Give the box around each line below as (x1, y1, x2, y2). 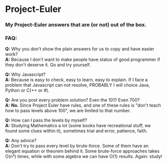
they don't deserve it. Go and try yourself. (5, 62, 91, 68)
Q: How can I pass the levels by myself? (5, 117, 87, 123)
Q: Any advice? (5, 138, 37, 144)
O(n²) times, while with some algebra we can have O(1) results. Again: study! (5, 154, 163, 160)
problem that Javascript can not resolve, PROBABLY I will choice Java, (5, 82, 150, 88)
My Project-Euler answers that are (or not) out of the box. (5, 21, 147, 28)
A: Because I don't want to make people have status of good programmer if (5, 56, 161, 63)
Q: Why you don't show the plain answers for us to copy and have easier (5, 46, 155, 52)
